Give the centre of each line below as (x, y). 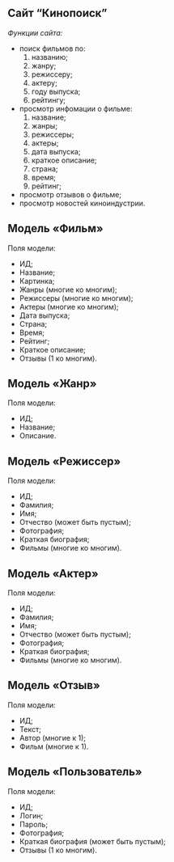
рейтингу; (49, 99)
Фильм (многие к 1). (54, 746)
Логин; (31, 815)
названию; (49, 57)
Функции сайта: (35, 32)
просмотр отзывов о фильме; (70, 194)
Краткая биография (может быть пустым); (93, 841)
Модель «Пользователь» (75, 772)
